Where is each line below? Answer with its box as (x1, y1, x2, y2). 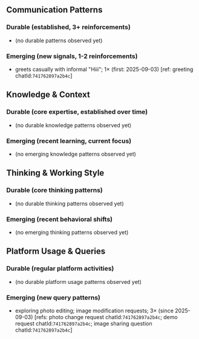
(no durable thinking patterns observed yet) (15, 200, 124, 207)
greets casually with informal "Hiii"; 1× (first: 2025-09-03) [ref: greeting (15, 65, 194, 73)
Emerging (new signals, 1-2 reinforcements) (6, 51, 138, 60)
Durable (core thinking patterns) (6, 186, 103, 194)
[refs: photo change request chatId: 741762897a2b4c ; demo (34, 313, 178, 320)
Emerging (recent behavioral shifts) (6, 215, 113, 223)
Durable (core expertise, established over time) (6, 108, 148, 116)
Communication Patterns (6, 5, 103, 15)
